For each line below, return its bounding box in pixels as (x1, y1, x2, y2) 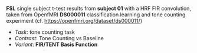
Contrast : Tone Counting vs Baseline (14, 35, 104, 41)
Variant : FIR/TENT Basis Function (14, 41, 98, 48)
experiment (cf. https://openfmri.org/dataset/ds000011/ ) (6, 17, 143, 24)
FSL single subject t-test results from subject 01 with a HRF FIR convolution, (6, 5, 192, 12)
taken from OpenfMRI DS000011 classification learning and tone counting (6, 11, 186, 18)
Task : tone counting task (14, 29, 75, 36)
